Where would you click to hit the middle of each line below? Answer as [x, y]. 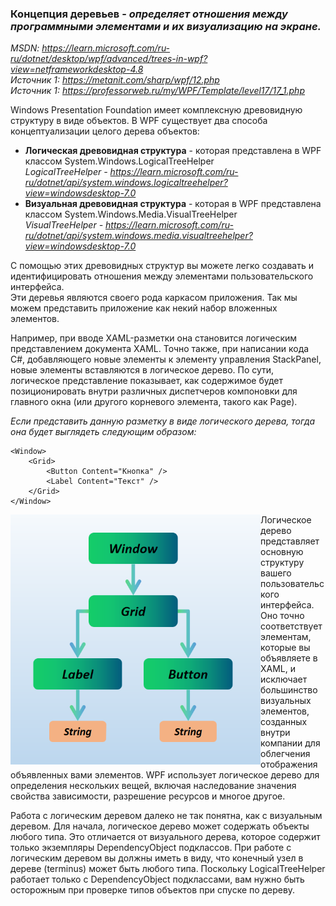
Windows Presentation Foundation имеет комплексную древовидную [156, 110]
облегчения [285, 754]
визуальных [286, 701]
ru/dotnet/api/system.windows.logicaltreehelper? [126, 183]
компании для [290, 743]
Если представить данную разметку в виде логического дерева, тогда [163, 421]
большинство [289, 690]
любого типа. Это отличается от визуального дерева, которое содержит [165, 837]
